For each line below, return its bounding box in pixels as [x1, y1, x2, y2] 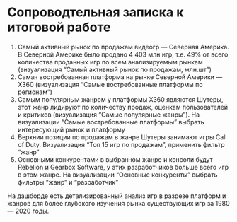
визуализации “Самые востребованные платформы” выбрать [17, 117, 204, 126]
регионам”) [17, 88, 53, 96]
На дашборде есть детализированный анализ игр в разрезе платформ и [7, 192, 226, 200]
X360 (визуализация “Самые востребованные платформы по [17, 80, 203, 88]
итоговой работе [7, 19, 111, 35]
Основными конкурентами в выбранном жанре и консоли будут [17, 155, 214, 163]
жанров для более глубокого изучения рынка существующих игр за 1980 [7, 199, 230, 207]
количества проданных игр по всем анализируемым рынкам [17, 57, 203, 66]
